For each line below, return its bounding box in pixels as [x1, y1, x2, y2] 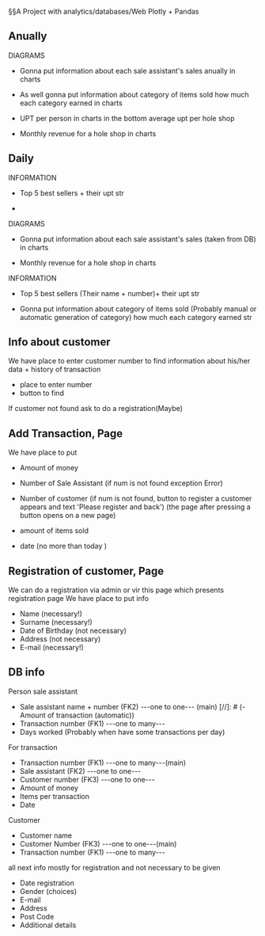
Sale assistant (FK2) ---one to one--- [19, 766, 142, 775]
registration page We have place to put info [8, 594, 149, 603]
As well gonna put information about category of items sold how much [19, 89, 249, 99]
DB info [8, 665, 45, 679]
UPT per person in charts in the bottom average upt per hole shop [19, 113, 235, 123]
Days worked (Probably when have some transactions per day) [19, 727, 225, 736]
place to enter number [19, 380, 93, 390]
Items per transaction [19, 791, 89, 801]
